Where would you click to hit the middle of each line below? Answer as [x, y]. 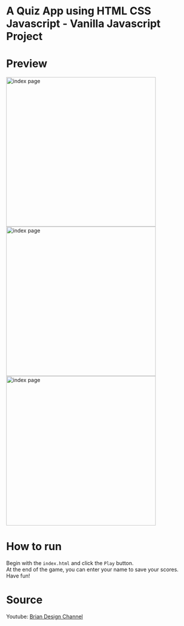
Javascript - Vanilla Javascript [84, 24]
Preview [27, 64]
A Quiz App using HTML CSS [79, 11]
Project [24, 36]
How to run [34, 547]
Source [24, 600]
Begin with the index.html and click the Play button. [70, 563]
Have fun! [18, 576]
